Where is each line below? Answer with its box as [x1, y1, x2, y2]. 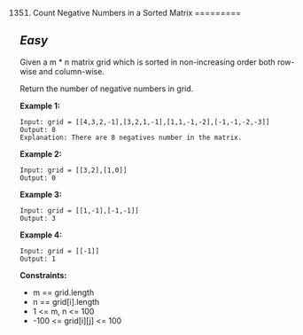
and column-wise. [38, 66, 105, 76]
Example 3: [19, 189, 62, 199]
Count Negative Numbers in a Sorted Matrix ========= [32, 8, 241, 18]
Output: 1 [19, 254, 57, 263]
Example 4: [19, 230, 62, 240]
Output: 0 [19, 173, 57, 183]
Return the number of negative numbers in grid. [19, 83, 194, 94]
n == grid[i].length [32, 296, 100, 307]
